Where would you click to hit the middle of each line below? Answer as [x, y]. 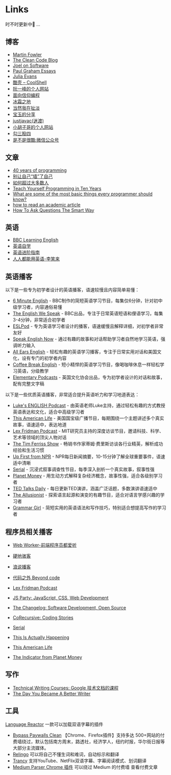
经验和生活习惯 [28, 450]
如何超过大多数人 [31, 183]
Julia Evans [25, 76]
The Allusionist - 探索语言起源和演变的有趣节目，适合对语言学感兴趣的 [87, 495]
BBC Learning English [35, 240]
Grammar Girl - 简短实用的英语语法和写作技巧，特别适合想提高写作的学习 [90, 508]
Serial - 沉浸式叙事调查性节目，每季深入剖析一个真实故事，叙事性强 [83, 469]
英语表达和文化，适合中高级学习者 [48, 412]
